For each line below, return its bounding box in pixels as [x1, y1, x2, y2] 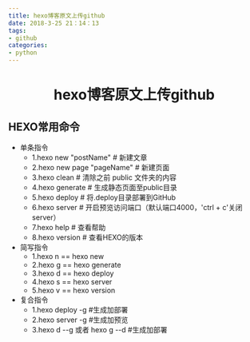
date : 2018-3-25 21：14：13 [8, 19, 100, 27]
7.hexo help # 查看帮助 [31, 223, 106, 232]
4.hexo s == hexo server [31, 277, 113, 286]
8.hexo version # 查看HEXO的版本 [31, 233, 144, 242]
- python [8, 49, 38, 57]
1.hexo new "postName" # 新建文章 [31, 153, 148, 162]
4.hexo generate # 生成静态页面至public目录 [31, 183, 177, 192]
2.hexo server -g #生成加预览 [31, 315, 129, 324]
